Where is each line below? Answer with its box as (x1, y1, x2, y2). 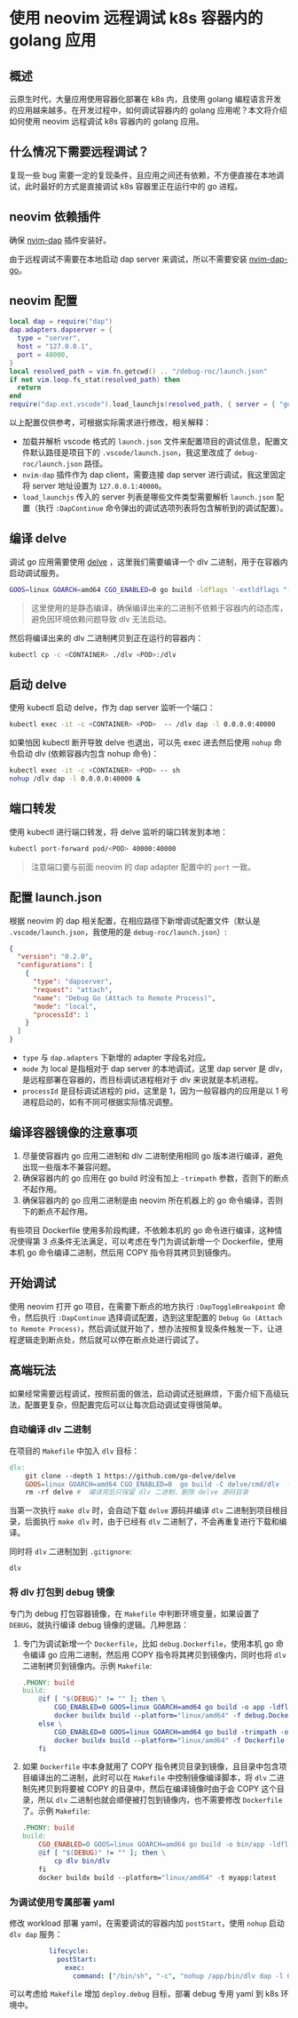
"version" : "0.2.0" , (17, 952, 93, 961)
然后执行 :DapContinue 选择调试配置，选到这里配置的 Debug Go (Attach (24, 1312, 283, 1323)
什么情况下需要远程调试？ (9, 144, 149, 160)
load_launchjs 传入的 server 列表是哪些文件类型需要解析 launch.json (21, 492, 275, 502)
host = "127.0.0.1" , (17, 342, 93, 351)
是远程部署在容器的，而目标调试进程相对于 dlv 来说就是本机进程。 (21, 1075, 263, 1085)
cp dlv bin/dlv (54, 1856, 111, 1865)
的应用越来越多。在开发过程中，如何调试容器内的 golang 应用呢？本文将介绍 (9, 105, 287, 116)
